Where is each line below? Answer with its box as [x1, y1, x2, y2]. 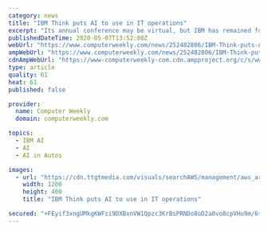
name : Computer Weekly [15, 107, 91, 115]
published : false [8, 85, 66, 94]
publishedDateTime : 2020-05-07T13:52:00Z [8, 33, 148, 42]
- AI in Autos [15, 151, 62, 159]
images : [8, 166, 34, 173]
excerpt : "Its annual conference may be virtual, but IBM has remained [8, 26, 251, 34]
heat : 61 [8, 78, 37, 86]
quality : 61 [8, 71, 48, 79]
